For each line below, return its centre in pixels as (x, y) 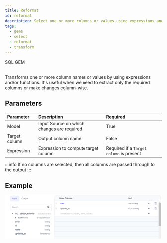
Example (19, 185)
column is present (124, 153)
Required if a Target (126, 148)
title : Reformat (22, 10)
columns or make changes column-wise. (47, 88)
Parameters (24, 103)
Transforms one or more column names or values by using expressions (78, 77)
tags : (11, 26)
